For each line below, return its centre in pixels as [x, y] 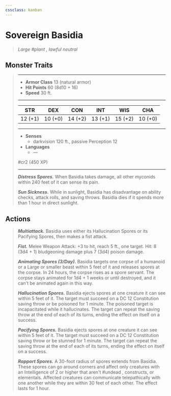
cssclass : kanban [24, 10]
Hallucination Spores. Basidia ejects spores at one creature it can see [92, 293]
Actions [18, 219]
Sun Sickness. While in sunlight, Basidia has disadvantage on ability [89, 192]
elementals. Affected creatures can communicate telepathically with [89, 378]
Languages [37, 147]
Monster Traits [29, 65]
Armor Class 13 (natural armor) [58, 82]
